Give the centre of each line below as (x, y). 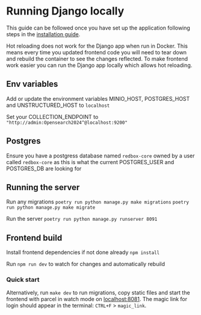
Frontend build (34, 237)
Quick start (23, 280)
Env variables (32, 84)
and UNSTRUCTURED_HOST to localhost (58, 105)
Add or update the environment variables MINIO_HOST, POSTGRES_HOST (98, 98)
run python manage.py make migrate (51, 208)
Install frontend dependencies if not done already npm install (83, 252)
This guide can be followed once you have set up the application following (98, 28)
